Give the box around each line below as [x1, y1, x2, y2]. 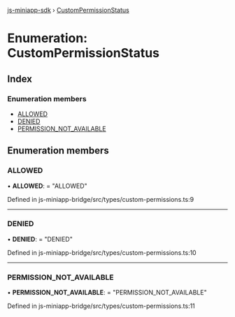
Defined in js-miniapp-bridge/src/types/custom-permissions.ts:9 [7, 195, 194, 203]
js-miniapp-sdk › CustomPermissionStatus [7, 6, 129, 14]
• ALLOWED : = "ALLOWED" [7, 182, 87, 190]
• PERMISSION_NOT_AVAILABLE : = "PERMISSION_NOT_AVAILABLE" [7, 288, 208, 297]
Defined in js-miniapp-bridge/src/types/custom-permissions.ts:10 [7, 248, 197, 257]
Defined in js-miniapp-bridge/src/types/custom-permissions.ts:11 [7, 302, 196, 310]
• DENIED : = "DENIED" [7, 235, 73, 243]
